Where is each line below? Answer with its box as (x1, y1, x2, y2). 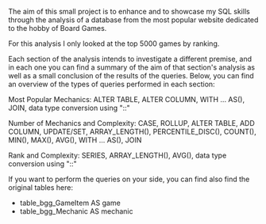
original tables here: (8, 183, 74, 192)
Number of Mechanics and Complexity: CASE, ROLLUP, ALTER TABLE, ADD (8, 119, 256, 127)
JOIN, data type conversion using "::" (8, 103, 131, 112)
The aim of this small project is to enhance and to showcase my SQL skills (8, 7, 250, 16)
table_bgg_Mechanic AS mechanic (19, 207, 133, 216)
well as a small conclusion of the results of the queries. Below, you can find (8, 71, 254, 80)
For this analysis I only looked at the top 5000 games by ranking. (8, 39, 220, 48)
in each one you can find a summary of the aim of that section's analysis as (8, 63, 256, 72)
